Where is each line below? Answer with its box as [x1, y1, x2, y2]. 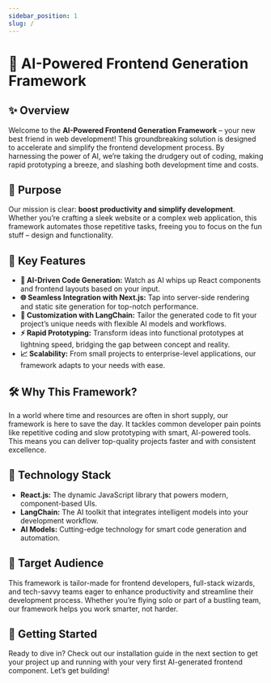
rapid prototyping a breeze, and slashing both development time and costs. [8, 160, 259, 169]
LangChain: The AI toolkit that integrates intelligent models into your [19, 507, 248, 517]
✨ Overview [8, 104, 70, 117]
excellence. [8, 445, 47, 455]
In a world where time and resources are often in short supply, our [8, 410, 229, 420]
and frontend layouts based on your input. [19, 284, 160, 294]
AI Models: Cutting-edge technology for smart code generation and [19, 524, 247, 534]
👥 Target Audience [8, 557, 104, 570]
